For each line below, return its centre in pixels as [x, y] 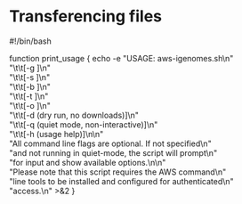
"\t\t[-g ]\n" [30, 68]
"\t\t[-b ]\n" [30, 86]
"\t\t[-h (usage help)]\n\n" [56, 134]
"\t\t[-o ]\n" [30, 105]
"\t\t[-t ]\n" [29, 96]
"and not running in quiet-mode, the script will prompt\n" [113, 152]
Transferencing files [86, 16]
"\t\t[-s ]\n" [30, 77]
